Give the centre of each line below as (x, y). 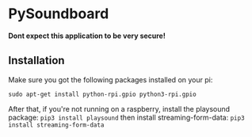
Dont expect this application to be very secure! (87, 36)
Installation (36, 61)
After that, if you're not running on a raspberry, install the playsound (119, 108)
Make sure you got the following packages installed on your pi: (111, 79)
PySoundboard (59, 14)
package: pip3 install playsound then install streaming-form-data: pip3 (126, 117)
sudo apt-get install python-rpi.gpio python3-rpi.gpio (102, 94)
